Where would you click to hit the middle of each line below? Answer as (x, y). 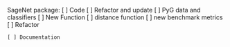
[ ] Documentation (34, 37)
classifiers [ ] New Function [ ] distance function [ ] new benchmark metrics (115, 17)
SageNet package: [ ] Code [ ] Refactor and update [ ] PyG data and (104, 10)
